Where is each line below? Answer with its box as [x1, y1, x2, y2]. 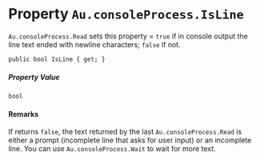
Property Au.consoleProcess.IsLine [8, 5, 244, 23]
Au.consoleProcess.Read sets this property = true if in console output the [8, 31, 248, 41]
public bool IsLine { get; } [8, 55, 106, 63]
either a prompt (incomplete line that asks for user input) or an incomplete [8, 135, 252, 145]
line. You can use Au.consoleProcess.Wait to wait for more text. [8, 144, 216, 154]
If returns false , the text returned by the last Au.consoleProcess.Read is [8, 127, 242, 137]
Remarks [8, 109, 39, 118]
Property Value [8, 72, 60, 82]
